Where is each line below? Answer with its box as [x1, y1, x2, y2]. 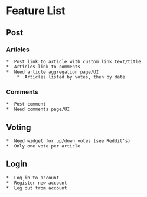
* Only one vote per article [6, 143, 81, 149]
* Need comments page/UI [6, 106, 70, 113]
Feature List [6, 4, 66, 18]
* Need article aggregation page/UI [6, 69, 99, 75]
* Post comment [6, 101, 46, 107]
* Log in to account [6, 175, 60, 180]
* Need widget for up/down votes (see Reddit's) [6, 137, 131, 144]
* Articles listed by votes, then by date [17, 74, 126, 80]
